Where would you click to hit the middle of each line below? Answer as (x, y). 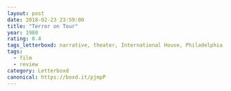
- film (23, 58)
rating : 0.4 (24, 39)
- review (26, 64)
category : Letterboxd (38, 70)
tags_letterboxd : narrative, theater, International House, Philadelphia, (117, 45)
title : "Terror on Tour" (43, 26)
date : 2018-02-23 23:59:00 (46, 20)
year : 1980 (23, 32)
